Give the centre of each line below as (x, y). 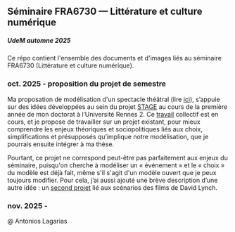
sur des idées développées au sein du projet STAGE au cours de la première (118, 107)
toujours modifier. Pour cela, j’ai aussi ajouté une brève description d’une (113, 180)
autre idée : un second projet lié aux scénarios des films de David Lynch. (113, 187)
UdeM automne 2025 (39, 40)
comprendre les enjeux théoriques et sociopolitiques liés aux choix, (105, 129)
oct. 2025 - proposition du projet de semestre (87, 84)
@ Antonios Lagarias (37, 221)
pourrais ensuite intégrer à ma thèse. (61, 144)
